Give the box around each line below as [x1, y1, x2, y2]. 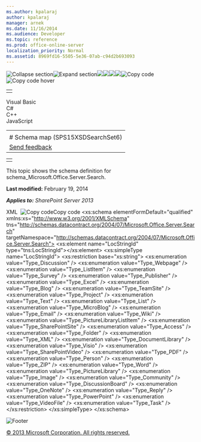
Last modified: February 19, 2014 [6, 185, 89, 192]
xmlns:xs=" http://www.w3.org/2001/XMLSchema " [6, 214, 130, 222]
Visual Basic [6, 98, 36, 105]
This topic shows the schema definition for [6, 167, 112, 174]
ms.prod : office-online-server [6, 43, 84, 49]
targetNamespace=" [6, 234, 57, 241]
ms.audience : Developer [6, 31, 66, 37]
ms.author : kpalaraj [6, 8, 58, 15]
